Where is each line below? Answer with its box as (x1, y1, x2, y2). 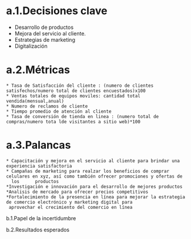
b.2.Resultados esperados (6, 226, 69, 233)
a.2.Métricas (6, 63, 71, 77)
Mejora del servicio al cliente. (14, 30, 86, 37)
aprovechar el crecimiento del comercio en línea (8, 204, 133, 210)
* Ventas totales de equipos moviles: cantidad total (6, 93, 141, 99)
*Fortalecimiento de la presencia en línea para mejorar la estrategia (6, 194, 185, 200)
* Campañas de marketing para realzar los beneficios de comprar (6, 168, 169, 174)
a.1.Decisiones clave (6, 4, 108, 18)
